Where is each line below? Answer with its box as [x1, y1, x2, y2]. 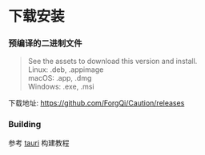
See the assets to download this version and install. [27, 57, 198, 66]
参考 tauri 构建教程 [8, 137, 70, 148]
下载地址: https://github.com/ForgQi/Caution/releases [8, 98, 185, 108]
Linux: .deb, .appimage [27, 65, 104, 74]
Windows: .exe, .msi [27, 81, 94, 92]
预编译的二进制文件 [8, 38, 82, 49]
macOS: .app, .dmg [27, 74, 92, 83]
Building [8, 119, 42, 130]
